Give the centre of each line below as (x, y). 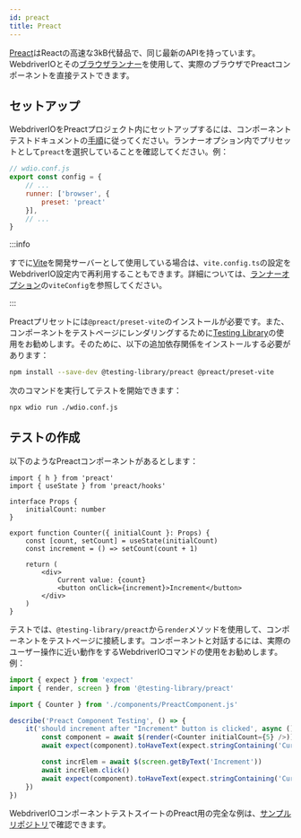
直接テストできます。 (95, 75)
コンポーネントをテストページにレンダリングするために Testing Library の (143, 333)
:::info (20, 244)
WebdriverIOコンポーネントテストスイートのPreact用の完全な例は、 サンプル (150, 814)
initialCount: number (65, 509)
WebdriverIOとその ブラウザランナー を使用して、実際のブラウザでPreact (142, 64)
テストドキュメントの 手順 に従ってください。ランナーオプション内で (134, 141)
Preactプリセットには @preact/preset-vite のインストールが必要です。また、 (149, 322)
